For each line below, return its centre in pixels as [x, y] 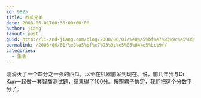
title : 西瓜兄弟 [25, 17]
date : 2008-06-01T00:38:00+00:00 [48, 23]
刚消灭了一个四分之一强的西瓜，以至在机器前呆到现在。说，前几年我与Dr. [96, 74]
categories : [21, 51]
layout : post [22, 34]
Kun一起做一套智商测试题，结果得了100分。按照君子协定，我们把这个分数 [97, 81]
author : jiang [24, 28]
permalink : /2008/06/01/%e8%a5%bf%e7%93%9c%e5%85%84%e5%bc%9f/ [87, 45]
